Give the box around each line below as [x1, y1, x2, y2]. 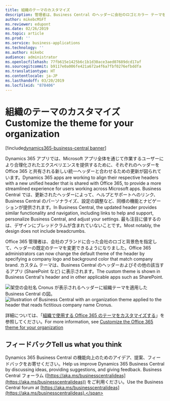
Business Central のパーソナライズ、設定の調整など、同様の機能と [5, 198, 143, 204]
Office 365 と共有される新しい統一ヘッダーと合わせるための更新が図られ [5, 168, 157, 174]
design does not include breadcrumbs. [5, 228, 86, 234]
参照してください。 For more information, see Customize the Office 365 [5, 318, 153, 324]
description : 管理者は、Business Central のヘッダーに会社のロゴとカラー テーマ [5, 12, 162, 17]
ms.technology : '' [5, 45, 44, 50]
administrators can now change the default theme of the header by [5, 250, 145, 257]
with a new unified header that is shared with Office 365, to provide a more [5, 180, 161, 186]
